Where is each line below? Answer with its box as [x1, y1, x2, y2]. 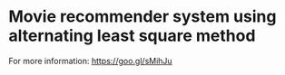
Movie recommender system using [8, 6, 277, 27]
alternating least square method [8, 25, 256, 46]
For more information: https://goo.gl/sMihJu [8, 55, 173, 66]
